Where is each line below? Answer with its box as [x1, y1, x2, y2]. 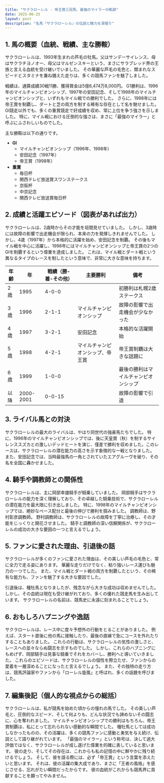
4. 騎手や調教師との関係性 [5, 476, 83, 484]
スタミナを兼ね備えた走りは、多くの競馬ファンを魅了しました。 [21, 73, 150, 78]
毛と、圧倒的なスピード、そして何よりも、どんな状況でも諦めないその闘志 [5, 711, 154, 717]
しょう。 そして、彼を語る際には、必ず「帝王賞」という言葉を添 [18, 754, 147, 760]
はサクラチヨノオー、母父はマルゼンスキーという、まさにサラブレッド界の [5, 60, 155, 66]
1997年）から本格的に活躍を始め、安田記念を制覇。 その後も [29, 236, 151, 243]
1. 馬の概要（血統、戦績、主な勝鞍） [5, 40, 114, 49]
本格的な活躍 [119, 325, 148, 332]
